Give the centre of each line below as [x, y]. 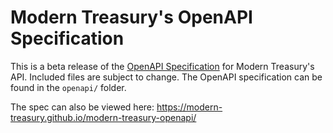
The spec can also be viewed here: [82, 107]
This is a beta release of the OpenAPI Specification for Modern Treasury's [162, 66]
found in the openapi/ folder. [68, 87]
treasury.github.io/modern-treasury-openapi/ [103, 117]
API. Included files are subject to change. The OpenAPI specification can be [166, 77]
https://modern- [189, 107]
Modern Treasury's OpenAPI [131, 17]
